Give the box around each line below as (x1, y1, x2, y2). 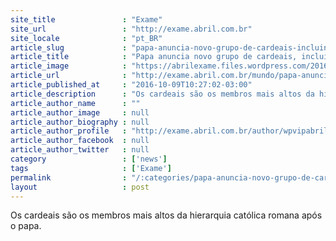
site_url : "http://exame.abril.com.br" (10, 24, 253, 34)
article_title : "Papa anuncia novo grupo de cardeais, (10, 52, 298, 62)
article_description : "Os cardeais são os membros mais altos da (10, 89, 315, 99)
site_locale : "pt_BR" (10, 33, 163, 43)
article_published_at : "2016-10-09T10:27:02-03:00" (10, 80, 253, 90)
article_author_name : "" (10, 98, 141, 108)
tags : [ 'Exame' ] (10, 163, 172, 173)
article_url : (10, 71, 128, 81)
